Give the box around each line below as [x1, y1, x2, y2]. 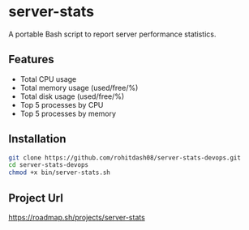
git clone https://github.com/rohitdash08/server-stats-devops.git [8, 153, 242, 162]
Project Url [8, 191, 63, 205]
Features [8, 53, 54, 66]
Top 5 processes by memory [19, 109, 116, 118]
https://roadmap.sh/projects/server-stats [8, 213, 146, 222]
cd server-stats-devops [8, 161, 89, 169]
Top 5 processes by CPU [19, 100, 104, 109]
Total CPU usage [19, 74, 77, 83]
